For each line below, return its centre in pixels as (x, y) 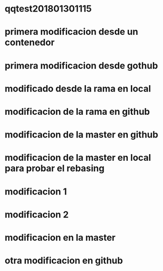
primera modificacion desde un (71, 32)
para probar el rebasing (55, 168)
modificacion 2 (37, 214)
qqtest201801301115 (48, 9)
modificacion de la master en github (81, 135)
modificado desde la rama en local (78, 88)
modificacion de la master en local (78, 158)
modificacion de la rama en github (77, 112)
